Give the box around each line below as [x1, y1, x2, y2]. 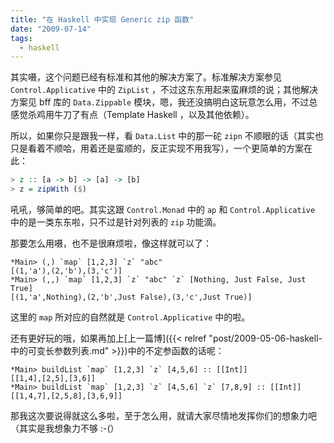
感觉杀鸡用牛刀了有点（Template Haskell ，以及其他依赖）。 [10, 109, 255, 121]
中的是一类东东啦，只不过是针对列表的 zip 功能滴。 [10, 216, 222, 228]
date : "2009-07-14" [10, 24, 92, 34]
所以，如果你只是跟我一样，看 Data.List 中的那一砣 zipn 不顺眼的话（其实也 [10, 130, 324, 142]
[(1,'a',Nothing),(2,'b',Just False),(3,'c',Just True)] [10, 292, 253, 302]
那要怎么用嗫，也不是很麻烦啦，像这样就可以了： [10, 237, 212, 249]
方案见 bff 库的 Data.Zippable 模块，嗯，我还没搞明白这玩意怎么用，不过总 [10, 96, 318, 108]
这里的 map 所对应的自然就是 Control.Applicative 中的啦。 [10, 311, 251, 323]
